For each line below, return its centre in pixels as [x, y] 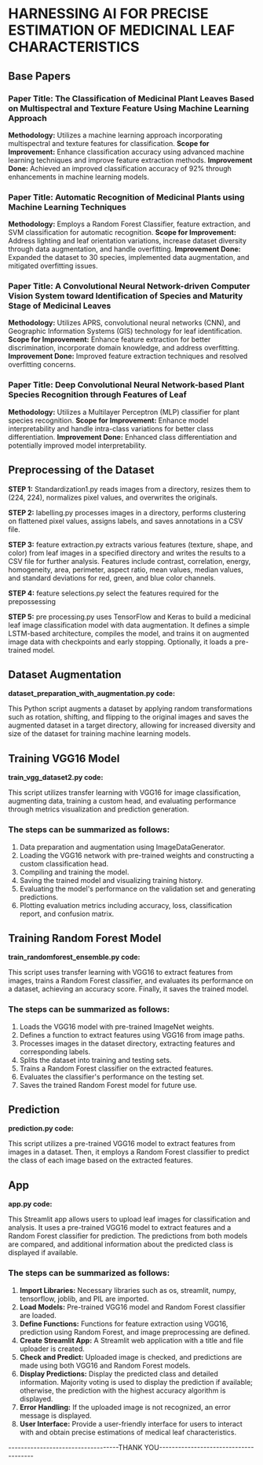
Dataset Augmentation [65, 674]
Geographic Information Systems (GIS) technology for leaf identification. [125, 331]
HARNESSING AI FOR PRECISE [108, 14]
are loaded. [38, 1315]
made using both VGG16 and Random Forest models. [105, 1365]
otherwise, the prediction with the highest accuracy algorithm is [122, 1390]
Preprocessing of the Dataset [81, 470]
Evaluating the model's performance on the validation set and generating [137, 888]
